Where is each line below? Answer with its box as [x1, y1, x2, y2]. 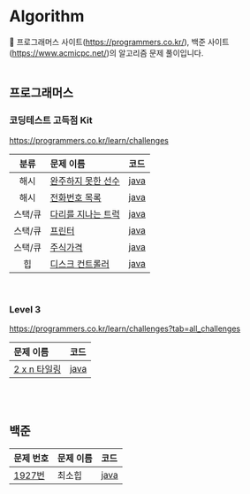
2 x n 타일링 [13, 363, 62, 375]
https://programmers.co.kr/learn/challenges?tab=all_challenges [9, 323, 241, 334]
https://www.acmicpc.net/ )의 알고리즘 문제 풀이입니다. [11, 47, 204, 58]
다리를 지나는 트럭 [49, 208, 121, 220]
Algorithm [9, 6, 85, 27]
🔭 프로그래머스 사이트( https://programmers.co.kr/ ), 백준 [9, 36, 206, 47]
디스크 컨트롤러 [49, 258, 110, 270]
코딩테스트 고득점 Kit [9, 114, 93, 127]
